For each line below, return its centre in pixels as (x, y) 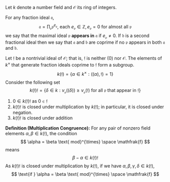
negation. (23, 113)
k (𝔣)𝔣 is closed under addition (43, 118)
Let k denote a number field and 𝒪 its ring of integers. (61, 7)
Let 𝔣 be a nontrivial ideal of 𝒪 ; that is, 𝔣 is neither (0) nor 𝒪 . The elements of (84, 58)
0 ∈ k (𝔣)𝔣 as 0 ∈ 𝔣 (30, 101)
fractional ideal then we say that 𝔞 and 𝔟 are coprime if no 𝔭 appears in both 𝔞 (85, 42)
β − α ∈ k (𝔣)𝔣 (85, 158)
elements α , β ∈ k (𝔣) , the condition (41, 134)
